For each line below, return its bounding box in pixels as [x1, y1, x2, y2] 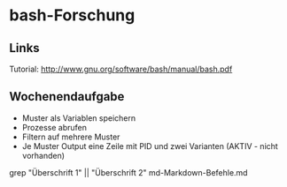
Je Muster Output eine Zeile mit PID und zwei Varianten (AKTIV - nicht [21, 140, 279, 151]
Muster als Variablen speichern [21, 112, 136, 123]
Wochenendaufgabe [9, 89, 125, 104]
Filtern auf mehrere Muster [21, 131, 120, 142]
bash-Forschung [9, 5, 136, 26]
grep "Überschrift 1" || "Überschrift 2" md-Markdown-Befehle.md [9, 167, 248, 177]
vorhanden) [21, 150, 65, 161]
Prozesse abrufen [21, 122, 87, 132]
